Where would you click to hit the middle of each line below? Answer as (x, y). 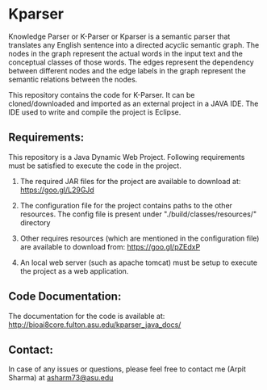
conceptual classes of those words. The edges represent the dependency (131, 62)
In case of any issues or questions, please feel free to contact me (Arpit (127, 369)
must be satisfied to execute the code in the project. (95, 166)
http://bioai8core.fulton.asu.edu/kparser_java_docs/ (95, 325)
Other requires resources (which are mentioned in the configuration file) (140, 238)
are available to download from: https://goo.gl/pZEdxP (110, 246)
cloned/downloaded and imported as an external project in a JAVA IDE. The (133, 103)
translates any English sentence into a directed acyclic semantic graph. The (134, 44)
